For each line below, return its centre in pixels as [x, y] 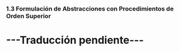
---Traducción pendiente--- [75, 40]
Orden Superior [28, 16]
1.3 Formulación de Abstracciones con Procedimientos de [90, 9]
